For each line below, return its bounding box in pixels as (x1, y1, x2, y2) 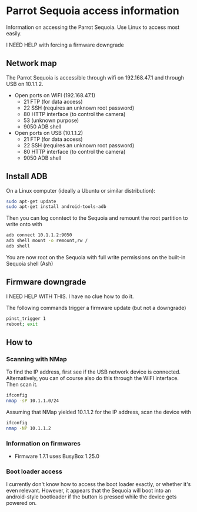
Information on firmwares (6, 439, 81, 447)
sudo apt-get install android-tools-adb (6, 204, 107, 210)
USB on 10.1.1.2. (6, 80, 44, 87)
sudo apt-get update (6, 199, 57, 204)
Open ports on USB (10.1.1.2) (14, 129, 84, 136)
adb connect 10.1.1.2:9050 (6, 232, 72, 238)
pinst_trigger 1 (6, 315, 46, 322)
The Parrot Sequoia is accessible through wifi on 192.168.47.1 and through (6, 74, 184, 81)
